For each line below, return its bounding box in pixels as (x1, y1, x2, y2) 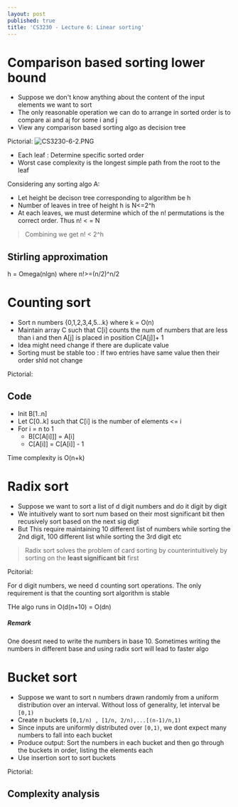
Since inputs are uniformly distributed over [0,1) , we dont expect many (17, 723, 227, 731)
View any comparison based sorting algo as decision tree (17, 123, 186, 132)
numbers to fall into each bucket (17, 731, 113, 739)
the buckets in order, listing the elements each (17, 746, 153, 754)
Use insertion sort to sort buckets (17, 753, 116, 762)
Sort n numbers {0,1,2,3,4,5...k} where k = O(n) (17, 318, 155, 327)
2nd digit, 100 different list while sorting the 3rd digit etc (17, 532, 182, 541)
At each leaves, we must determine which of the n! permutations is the (17, 209, 225, 217)
